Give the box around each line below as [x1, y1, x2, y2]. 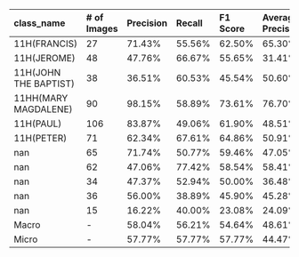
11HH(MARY [13, 92, 69, 104]
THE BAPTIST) [13, 77, 76, 90]
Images [85, 22, 118, 35]
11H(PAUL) [13, 117, 62, 130]
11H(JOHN [13, 67, 61, 78]
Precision [126, 17, 168, 29]
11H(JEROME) [13, 52, 76, 64]
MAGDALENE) [13, 103, 73, 115]
